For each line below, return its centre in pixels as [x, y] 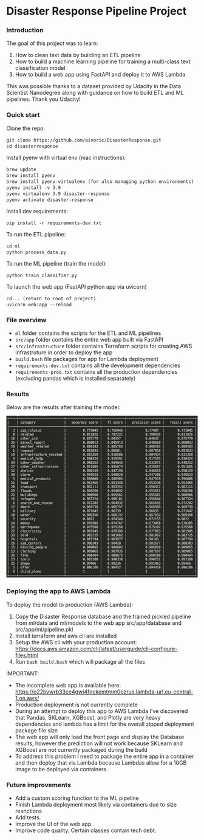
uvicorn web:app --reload [39, 305]
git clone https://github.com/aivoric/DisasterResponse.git [84, 140]
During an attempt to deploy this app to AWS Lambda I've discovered [101, 711]
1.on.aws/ [27, 698]
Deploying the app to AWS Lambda [59, 591]
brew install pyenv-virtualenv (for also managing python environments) [100, 181]
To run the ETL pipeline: [36, 234]
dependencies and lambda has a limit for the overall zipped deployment [104, 724]
